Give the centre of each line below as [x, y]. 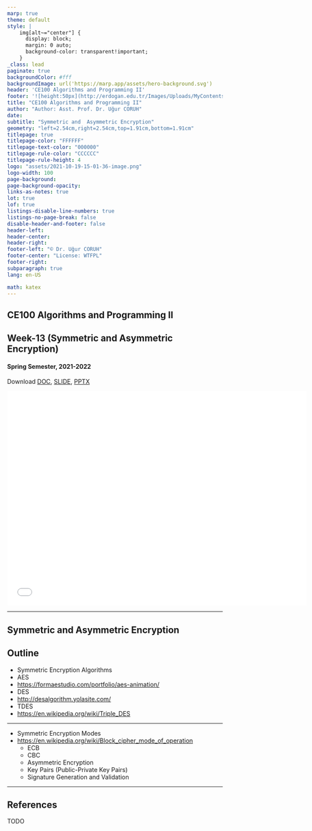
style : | [19, 26]
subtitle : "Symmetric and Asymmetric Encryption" [81, 122]
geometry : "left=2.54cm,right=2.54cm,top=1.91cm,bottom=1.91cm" [101, 128]
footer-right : [27, 262]
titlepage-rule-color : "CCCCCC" [53, 154]
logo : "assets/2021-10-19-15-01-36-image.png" [75, 166]
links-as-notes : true [38, 192]
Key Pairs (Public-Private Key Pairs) [77, 769]
